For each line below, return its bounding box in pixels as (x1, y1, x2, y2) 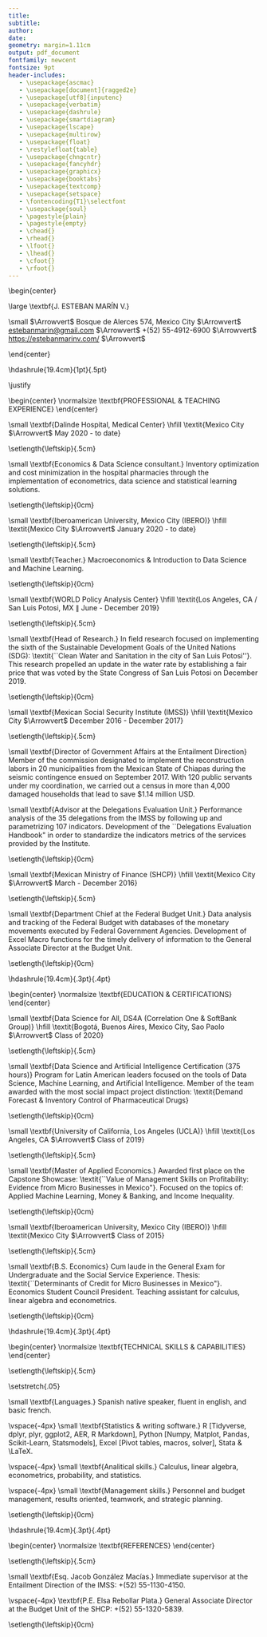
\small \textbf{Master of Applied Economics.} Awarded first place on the (8, 1166, 245, 1175)
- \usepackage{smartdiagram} (18, 116, 116, 124)
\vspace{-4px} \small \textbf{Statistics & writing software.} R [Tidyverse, (8, 1421, 247, 1431)
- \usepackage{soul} (18, 205, 88, 213)
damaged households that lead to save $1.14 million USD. (8, 789, 195, 799)
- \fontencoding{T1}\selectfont (18, 197, 127, 205)
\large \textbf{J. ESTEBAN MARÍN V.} (8, 301, 130, 312)
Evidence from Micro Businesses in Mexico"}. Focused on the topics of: (8, 1183, 244, 1193)
